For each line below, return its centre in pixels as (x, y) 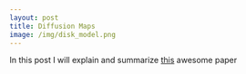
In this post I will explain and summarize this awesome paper (123, 60)
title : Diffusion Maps (52, 26)
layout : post (34, 18)
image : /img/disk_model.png (63, 34)
